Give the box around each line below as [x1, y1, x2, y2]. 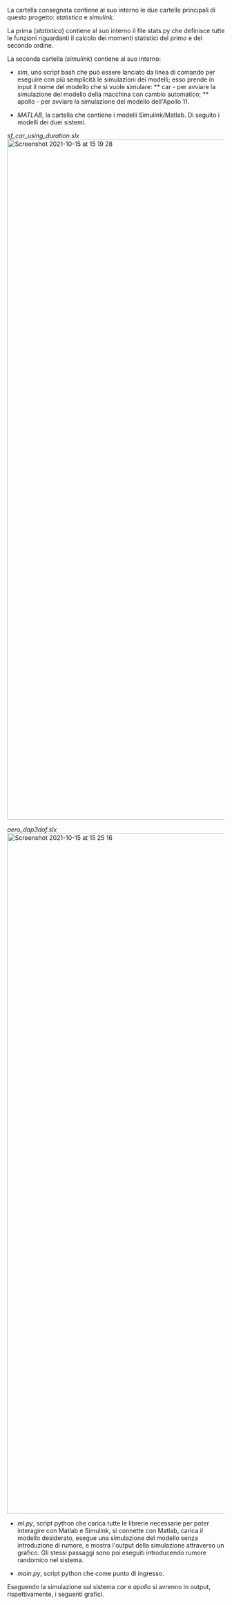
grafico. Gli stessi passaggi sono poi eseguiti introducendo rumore [17, 1548, 207, 1557]
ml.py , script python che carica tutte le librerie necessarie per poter [17, 1519, 209, 1527]
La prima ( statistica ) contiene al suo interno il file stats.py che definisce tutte [7, 27, 225, 35]
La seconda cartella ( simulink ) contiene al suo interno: [7, 55, 162, 63]
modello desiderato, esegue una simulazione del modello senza [17, 1534, 198, 1542]
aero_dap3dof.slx [7, 825, 57, 834]
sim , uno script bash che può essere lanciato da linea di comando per [17, 68, 215, 76]
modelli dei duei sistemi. [17, 118, 86, 126]
